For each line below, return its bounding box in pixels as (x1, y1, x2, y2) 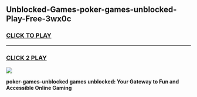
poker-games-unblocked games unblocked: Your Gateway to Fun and (6, 78, 179, 85)
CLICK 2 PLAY (6, 53, 47, 62)
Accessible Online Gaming (6, 84, 72, 91)
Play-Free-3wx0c (6, 14, 72, 24)
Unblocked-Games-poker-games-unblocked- (6, 5, 177, 15)
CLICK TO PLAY (6, 32, 52, 40)
